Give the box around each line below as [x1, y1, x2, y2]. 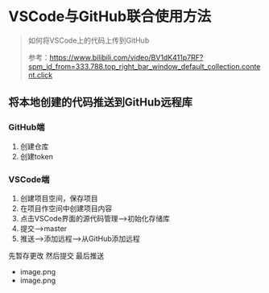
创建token [19, 151, 54, 161]
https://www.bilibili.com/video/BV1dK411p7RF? [49, 52, 204, 62]
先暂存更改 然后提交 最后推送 [8, 250, 105, 260]
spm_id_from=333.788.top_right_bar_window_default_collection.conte [27, 61, 261, 71]
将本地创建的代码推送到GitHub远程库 [8, 96, 193, 109]
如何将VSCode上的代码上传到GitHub [27, 35, 150, 45]
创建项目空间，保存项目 [19, 193, 98, 203]
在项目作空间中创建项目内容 [19, 203, 113, 213]
